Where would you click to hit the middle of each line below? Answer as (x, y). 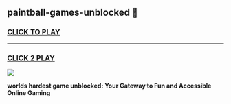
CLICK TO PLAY (34, 32)
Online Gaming (29, 92)
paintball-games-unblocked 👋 (73, 13)
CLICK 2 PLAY (31, 57)
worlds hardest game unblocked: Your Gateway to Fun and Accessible (109, 86)
